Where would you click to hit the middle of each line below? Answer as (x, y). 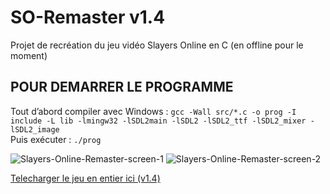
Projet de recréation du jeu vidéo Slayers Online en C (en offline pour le (157, 45)
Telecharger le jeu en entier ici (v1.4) (85, 178)
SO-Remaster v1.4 (88, 17)
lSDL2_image (35, 129)
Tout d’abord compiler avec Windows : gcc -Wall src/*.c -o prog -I (153, 111)
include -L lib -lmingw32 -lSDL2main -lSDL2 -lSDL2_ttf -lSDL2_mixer (158, 121)
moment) (29, 55)
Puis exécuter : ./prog (56, 139)
